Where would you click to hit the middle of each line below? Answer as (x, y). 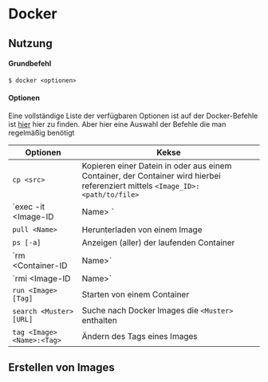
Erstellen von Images (61, 368)
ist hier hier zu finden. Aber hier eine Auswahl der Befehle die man (117, 124)
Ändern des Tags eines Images (140, 336)
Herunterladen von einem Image (142, 230)
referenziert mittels (117, 186)
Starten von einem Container (136, 294)
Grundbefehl (30, 64)
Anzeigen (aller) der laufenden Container (158, 242)
